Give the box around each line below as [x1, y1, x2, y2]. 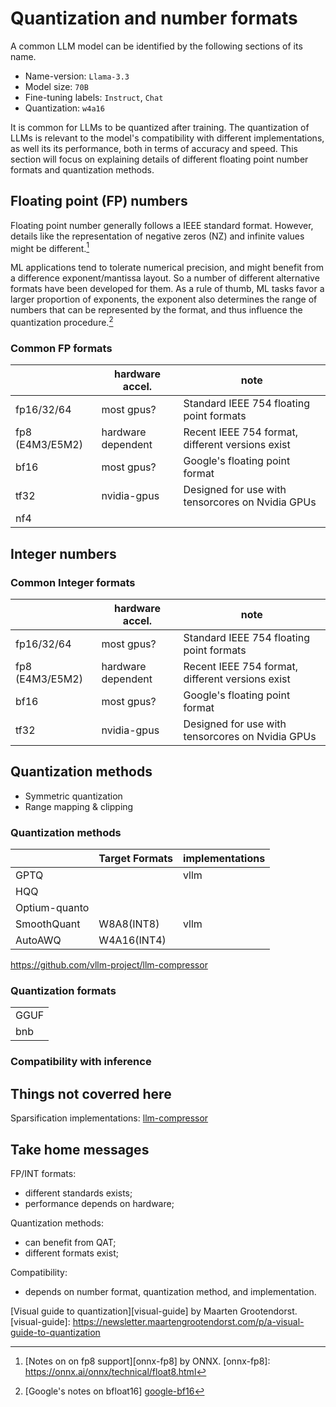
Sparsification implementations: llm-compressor [10, 1112, 209, 1124]
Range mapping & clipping [24, 800, 134, 812]
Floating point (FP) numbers [10, 193, 188, 210]
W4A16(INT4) [98, 933, 167, 947]
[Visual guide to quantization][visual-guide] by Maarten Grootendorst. [10, 1305, 298, 1317]
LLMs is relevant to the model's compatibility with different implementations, [10, 132, 325, 144]
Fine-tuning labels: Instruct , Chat [24, 91, 164, 103]
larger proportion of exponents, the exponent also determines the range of [10, 293, 318, 306]
